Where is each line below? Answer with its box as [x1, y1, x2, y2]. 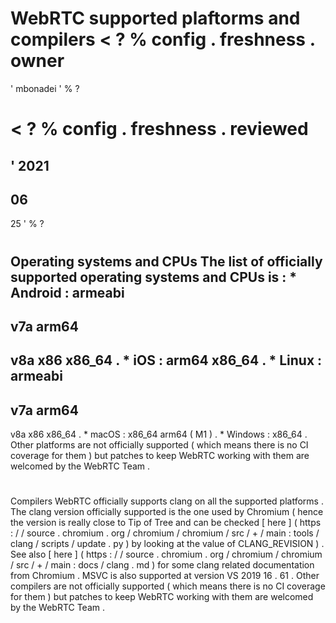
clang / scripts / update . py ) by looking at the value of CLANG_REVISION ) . [10, 538, 325, 550]
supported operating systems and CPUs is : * [10, 268, 298, 286]
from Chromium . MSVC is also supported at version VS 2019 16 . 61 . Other [10, 570, 320, 582]
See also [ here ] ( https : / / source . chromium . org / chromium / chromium [10, 548, 323, 561]
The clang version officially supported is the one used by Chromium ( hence [10, 506, 324, 518]
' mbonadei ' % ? [10, 82, 80, 94]
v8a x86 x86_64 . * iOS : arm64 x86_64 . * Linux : [10, 352, 323, 369]
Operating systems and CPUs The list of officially [10, 253, 323, 270]
